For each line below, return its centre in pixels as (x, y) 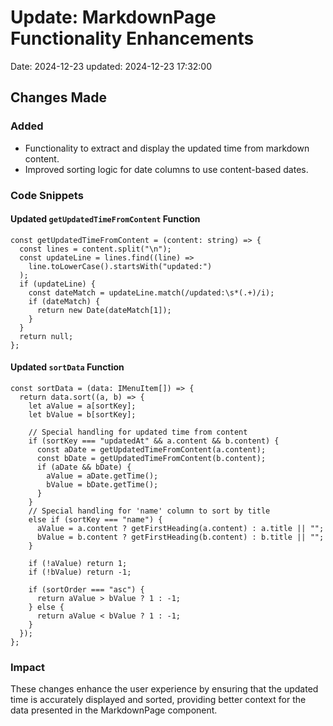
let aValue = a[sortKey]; (82, 406)
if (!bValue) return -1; (80, 572)
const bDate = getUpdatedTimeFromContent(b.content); (151, 458)
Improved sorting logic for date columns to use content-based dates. (166, 169)
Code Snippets (47, 195)
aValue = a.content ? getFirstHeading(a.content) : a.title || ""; (180, 528)
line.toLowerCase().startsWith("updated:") (120, 266)
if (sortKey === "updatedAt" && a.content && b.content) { (154, 441)
